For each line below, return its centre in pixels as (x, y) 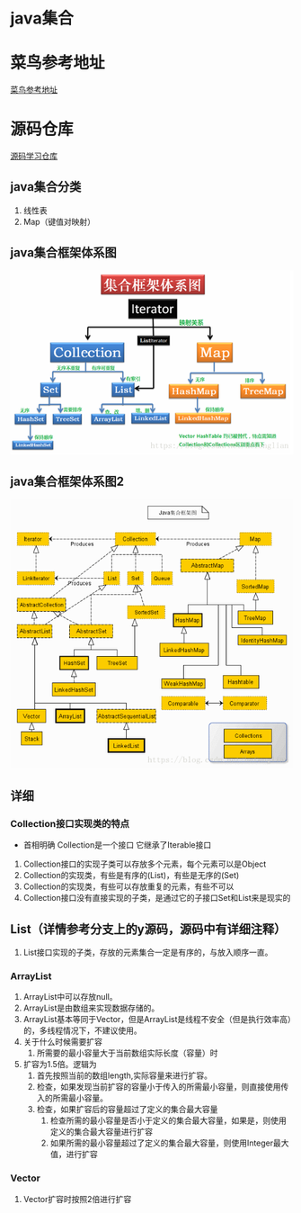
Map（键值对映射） (59, 221)
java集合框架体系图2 (67, 482)
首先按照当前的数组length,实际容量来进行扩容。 (124, 1075)
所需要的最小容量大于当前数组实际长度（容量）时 (127, 1053)
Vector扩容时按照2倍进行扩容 (77, 1199)
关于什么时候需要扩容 (62, 1042)
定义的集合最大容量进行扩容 (102, 1132)
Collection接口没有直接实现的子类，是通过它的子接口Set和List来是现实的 (157, 898)
